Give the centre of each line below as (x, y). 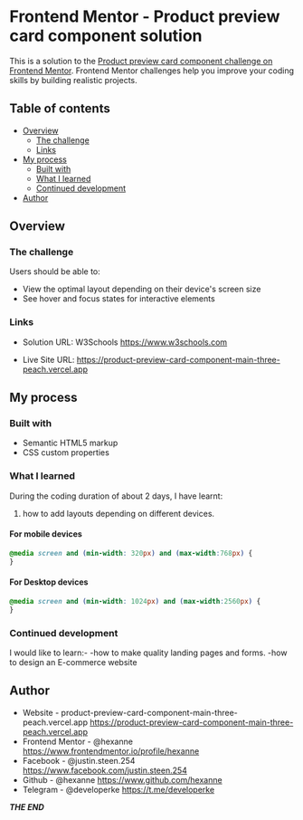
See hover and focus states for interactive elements (118, 299)
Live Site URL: (48, 359)
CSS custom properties (66, 453)
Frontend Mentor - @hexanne (78, 741)
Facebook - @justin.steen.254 (79, 760)
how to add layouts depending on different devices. (118, 513)
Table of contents (60, 109)
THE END (27, 806)
